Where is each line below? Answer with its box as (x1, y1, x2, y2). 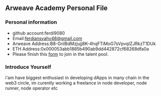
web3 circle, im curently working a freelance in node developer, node (5, 80, 148, 86)
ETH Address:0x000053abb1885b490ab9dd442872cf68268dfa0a (12, 46, 149, 51)
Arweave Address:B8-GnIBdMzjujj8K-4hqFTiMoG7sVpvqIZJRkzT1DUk (12, 41, 156, 47)
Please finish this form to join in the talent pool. (12, 51, 109, 57)
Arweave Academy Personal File (5, 4, 108, 12)
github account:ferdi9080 (12, 30, 65, 36)
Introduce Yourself (5, 63, 51, 70)
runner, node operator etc (5, 85, 58, 91)
